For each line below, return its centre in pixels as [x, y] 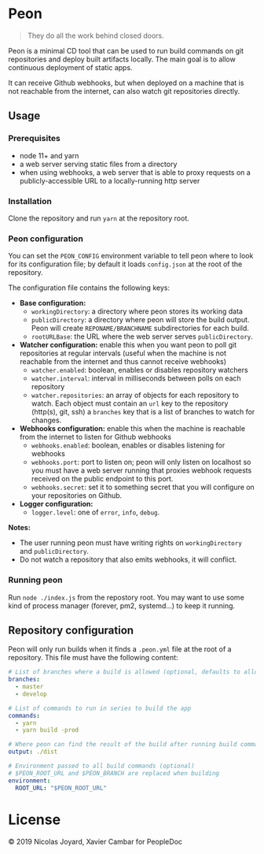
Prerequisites [34, 139]
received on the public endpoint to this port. [102, 479]
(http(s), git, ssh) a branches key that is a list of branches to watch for [143, 412]
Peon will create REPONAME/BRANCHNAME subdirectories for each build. [140, 329]
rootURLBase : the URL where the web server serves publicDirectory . [142, 336]
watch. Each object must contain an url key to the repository [130, 403]
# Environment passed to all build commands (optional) [101, 766]
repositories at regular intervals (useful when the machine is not [123, 353]
